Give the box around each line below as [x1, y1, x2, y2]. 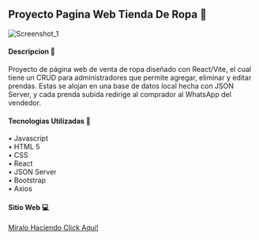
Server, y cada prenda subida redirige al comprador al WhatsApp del [8, 90, 231, 99]
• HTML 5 [8, 142, 41, 152]
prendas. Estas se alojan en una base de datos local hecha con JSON [8, 81, 235, 91]
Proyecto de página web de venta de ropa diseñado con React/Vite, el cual [8, 65, 251, 74]
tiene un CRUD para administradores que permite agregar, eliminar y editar [8, 73, 252, 83]
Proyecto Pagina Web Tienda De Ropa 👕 [8, 8, 207, 21]
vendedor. [8, 98, 42, 107]
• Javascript [8, 133, 49, 143]
